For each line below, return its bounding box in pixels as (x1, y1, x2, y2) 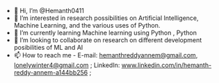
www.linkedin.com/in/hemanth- (121, 61, 212, 69)
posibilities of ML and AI (13, 44, 83, 51)
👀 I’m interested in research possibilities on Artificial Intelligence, (13, 14, 200, 22)
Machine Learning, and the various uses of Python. (13, 21, 161, 29)
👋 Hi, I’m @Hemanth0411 (13, 7, 85, 15)
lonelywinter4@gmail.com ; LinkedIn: (13, 61, 120, 69)
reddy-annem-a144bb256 (13, 68, 88, 76)
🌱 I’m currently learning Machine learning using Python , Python (13, 28, 197, 37)
